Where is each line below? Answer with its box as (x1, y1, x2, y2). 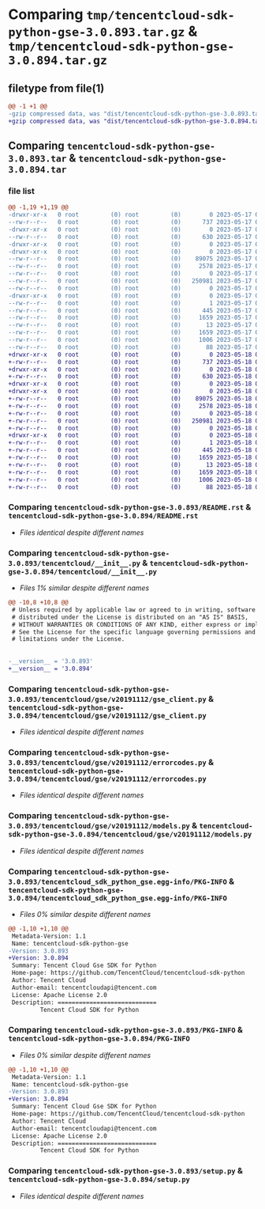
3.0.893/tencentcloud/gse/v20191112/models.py (8, 821, 191, 831)
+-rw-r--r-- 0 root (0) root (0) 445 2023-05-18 (8, 446, 252, 454)
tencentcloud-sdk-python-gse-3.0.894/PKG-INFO (8, 1034, 191, 1044)
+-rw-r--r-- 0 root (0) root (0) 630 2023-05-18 (8, 373, 252, 381)
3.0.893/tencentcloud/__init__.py (8, 559, 140, 567)
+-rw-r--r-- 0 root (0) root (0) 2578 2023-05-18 (8, 402, 252, 410)
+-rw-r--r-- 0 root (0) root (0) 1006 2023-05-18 (8, 476, 252, 483)
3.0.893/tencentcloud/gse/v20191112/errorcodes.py (8, 758, 207, 767)
